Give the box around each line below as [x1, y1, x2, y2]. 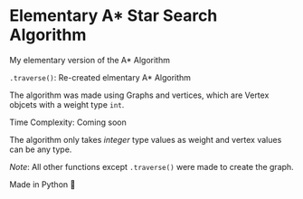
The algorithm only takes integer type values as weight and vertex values [9, 134, 282, 145]
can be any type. [9, 144, 72, 155]
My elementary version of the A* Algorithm [9, 54, 170, 65]
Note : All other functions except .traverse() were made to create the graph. [9, 161, 294, 172]
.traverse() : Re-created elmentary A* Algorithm [9, 71, 192, 82]
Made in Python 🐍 [9, 178, 76, 190]
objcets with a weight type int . [9, 99, 125, 109]
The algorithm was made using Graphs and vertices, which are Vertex [9, 90, 270, 100]
